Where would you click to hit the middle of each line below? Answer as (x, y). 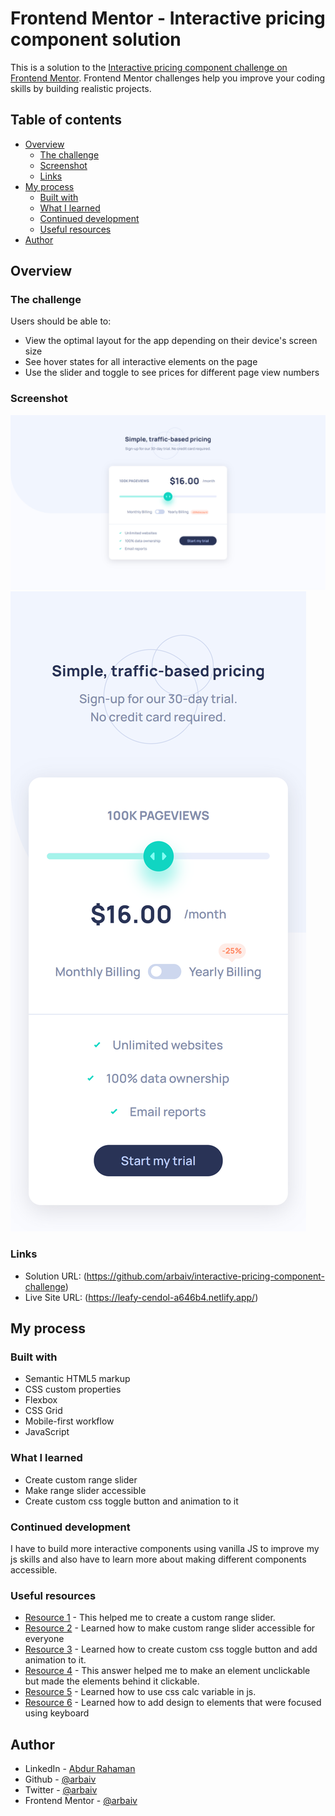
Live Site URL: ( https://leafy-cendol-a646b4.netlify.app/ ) (141, 1297)
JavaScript (47, 1432)
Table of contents (66, 120)
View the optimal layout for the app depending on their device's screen (171, 341)
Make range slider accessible (85, 1490)
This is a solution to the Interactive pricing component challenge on (149, 67)
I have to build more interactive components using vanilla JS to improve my (165, 1548)
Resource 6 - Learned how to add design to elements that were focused (173, 1703)
